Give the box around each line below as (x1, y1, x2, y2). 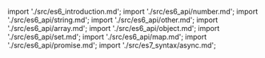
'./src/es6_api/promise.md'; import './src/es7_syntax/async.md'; (7, 41, 217, 50)
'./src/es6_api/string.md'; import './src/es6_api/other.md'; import (7, 15, 219, 25)
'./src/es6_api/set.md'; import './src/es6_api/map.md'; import (7, 32, 207, 41)
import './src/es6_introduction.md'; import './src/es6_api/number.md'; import (7, 7, 259, 16)
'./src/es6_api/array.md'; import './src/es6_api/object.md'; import (7, 24, 220, 33)
